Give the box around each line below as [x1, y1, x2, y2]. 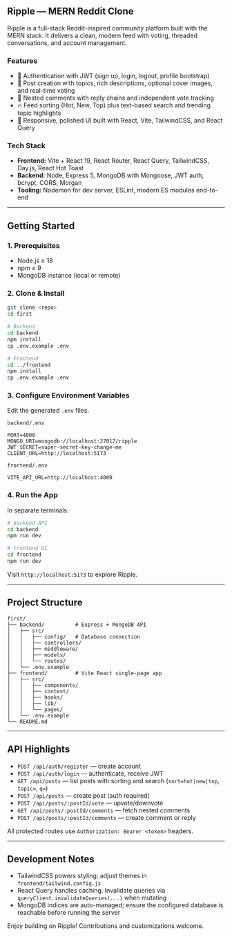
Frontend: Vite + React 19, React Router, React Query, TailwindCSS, [17, 157, 209, 165]
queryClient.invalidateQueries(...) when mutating [17, 893, 167, 902]
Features [7, 55, 38, 65]
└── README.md [7, 718, 48, 725]
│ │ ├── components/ [7, 681, 79, 688]
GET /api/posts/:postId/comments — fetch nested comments [17, 806, 191, 814]
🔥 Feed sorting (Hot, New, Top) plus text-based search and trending [17, 101, 211, 109]
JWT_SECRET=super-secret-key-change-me [7, 444, 122, 451]
